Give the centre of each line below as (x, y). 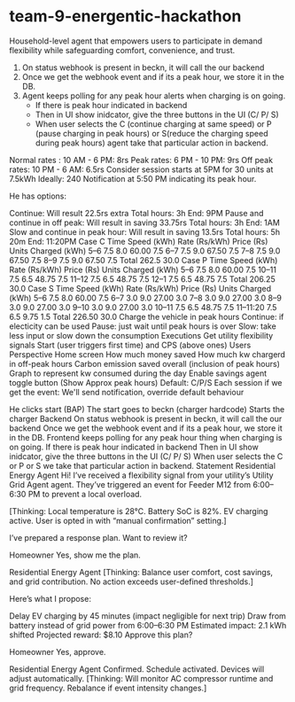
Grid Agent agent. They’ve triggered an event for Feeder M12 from (130, 484)
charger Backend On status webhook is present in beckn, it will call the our (146, 418)
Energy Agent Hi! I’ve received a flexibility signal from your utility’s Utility (141, 475)
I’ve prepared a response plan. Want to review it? (98, 537)
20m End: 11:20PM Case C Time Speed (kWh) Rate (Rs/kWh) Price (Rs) (139, 241)
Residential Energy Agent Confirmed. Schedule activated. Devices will (137, 669)
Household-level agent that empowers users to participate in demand (136, 41)
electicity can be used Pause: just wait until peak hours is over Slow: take (143, 326)
